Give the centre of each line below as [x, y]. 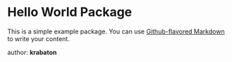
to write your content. [39, 38]
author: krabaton [32, 52]
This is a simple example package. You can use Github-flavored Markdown [116, 31]
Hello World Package [70, 12]
